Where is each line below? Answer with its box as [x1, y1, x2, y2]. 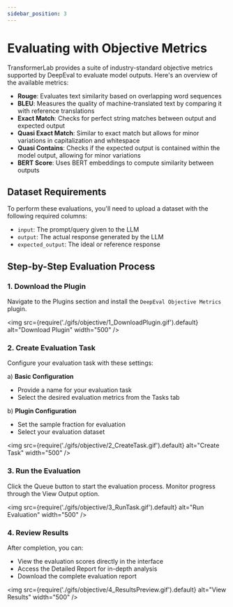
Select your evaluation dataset [17, 428, 105, 436]
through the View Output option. [7, 489, 100, 497]
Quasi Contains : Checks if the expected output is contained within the [17, 144, 220, 152]
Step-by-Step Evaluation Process [7, 260, 156, 272]
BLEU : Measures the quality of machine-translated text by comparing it [17, 99, 222, 107]
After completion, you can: [7, 544, 84, 552]
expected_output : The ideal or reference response [17, 240, 160, 248]
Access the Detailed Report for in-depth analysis [17, 564, 158, 573]
